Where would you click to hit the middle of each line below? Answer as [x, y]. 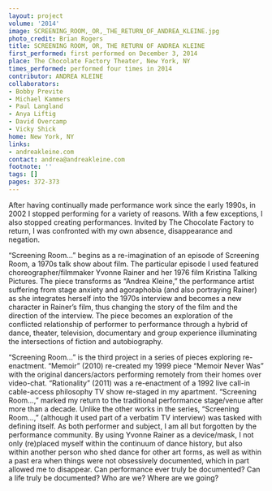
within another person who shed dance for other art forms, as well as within [135, 452]
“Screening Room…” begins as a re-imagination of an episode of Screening [134, 255]
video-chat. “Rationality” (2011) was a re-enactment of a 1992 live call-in [129, 383]
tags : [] [23, 174]
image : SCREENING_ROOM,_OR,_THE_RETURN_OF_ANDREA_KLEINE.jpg [114, 31]
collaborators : [34, 84]
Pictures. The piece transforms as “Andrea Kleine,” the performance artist [132, 281]
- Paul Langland [36, 106]
